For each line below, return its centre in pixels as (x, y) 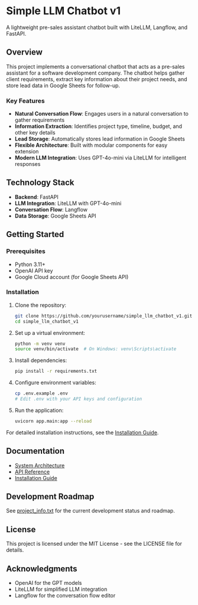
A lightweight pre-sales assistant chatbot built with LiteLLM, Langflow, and (97, 27)
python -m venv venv (40, 344)
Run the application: (39, 410)
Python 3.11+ (30, 264)
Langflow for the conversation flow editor (65, 596)
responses (27, 164)
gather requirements (40, 120)
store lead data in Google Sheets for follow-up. (63, 85)
